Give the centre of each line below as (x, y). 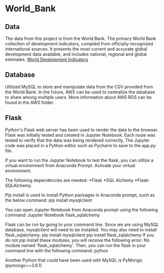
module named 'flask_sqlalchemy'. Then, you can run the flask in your (75, 245)
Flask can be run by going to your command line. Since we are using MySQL (82, 224)
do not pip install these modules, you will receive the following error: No (77, 240)
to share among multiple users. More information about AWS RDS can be (78, 97)
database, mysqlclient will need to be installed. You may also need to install (81, 230)
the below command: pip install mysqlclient (49, 200)
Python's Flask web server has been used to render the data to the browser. (82, 130)
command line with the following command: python (57, 250)
